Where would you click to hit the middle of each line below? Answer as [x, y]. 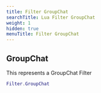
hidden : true [23, 28]
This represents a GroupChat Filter [49, 73]
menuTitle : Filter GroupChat [43, 34]
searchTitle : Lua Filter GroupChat [51, 17]
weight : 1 [19, 23]
